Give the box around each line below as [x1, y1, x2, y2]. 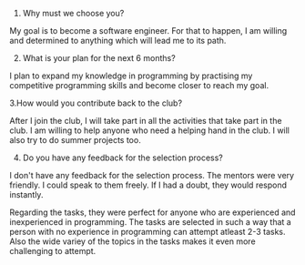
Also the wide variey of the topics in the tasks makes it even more [9, 236, 257, 247]
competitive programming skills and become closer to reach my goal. [9, 80, 269, 90]
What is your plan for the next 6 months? [22, 53, 176, 63]
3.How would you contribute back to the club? [9, 97, 183, 108]
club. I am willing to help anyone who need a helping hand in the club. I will [9, 125, 290, 136]
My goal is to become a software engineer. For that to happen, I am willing [9, 25, 288, 36]
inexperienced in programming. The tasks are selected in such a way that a [9, 217, 291, 227]
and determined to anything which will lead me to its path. [9, 36, 227, 46]
